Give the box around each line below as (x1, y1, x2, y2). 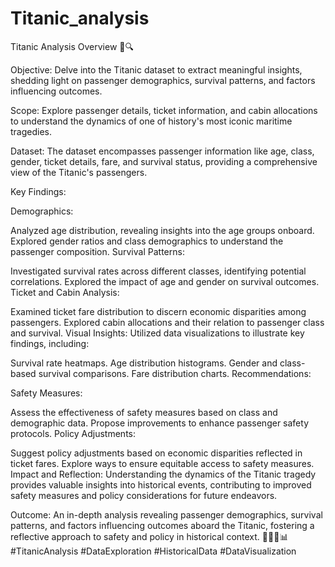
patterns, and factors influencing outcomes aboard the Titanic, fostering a (10, 519, 315, 531)
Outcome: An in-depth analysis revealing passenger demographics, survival (10, 508, 323, 521)
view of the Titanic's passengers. (10, 166, 148, 178)
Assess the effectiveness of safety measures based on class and (10, 406, 278, 418)
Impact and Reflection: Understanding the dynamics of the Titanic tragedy (10, 468, 317, 480)
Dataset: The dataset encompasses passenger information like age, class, (10, 145, 315, 157)
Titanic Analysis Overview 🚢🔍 (10, 40, 134, 52)
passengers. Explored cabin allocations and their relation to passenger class (10, 316, 325, 328)
